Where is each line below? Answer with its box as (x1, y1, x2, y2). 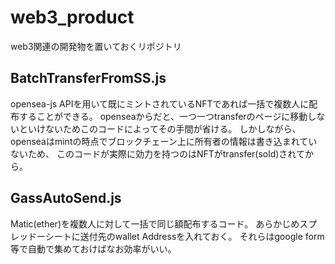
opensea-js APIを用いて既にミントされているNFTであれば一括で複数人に (10, 97, 310, 110)
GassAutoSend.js (10, 190, 122, 207)
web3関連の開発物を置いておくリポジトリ (10, 40, 182, 52)
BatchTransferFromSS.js (10, 70, 167, 87)
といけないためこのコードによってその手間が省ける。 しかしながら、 (18, 122, 302, 135)
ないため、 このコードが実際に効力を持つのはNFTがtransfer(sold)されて (10, 147, 305, 160)
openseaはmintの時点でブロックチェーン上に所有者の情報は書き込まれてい (10, 135, 318, 147)
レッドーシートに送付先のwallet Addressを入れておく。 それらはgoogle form (10, 230, 325, 242)
